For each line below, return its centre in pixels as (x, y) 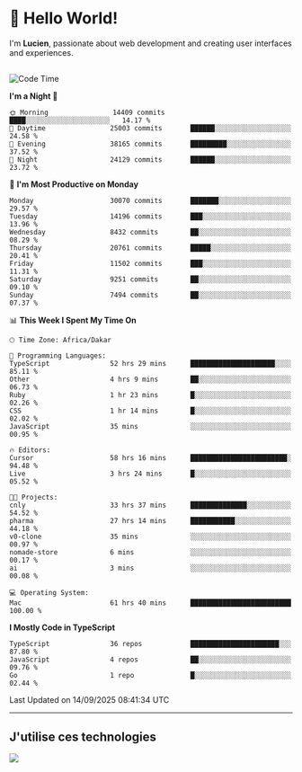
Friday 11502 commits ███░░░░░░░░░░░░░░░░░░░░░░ (151, 264)
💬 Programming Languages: (58, 356)
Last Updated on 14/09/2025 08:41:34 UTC (89, 700)
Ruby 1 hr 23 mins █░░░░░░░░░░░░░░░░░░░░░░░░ (151, 395)
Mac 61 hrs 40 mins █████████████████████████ (151, 603)
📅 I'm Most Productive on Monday (74, 184)
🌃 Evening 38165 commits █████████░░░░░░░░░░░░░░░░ (151, 144)
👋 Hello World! (64, 18)
